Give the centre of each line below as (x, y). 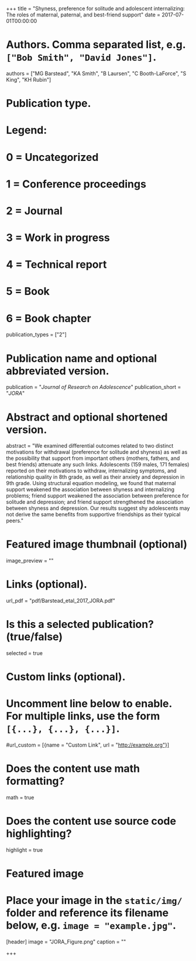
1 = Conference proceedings (76, 184)
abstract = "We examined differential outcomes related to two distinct (90, 446)
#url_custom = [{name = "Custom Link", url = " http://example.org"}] (88, 745)
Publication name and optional (82, 358)
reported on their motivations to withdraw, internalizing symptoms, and (91, 471)
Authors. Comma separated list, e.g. (96, 45)
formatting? (35, 781)
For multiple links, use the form (83, 716)
